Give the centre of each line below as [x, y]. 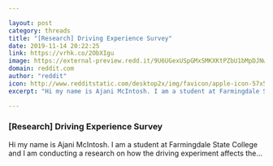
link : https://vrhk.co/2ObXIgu [61, 54]
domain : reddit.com [41, 69]
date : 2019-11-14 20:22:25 [54, 46]
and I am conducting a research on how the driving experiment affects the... [135, 153]
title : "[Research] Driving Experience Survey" [91, 38]
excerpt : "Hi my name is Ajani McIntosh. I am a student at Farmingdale [134, 91]
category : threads [39, 31]
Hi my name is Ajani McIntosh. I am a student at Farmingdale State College [133, 144]
